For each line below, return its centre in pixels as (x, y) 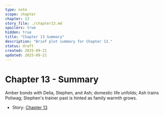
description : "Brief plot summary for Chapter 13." (59, 42)
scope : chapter (21, 14)
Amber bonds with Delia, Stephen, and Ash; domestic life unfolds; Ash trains (82, 93)
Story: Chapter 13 (30, 108)
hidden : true (18, 32)
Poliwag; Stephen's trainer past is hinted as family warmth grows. (71, 98)
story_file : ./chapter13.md (34, 23)
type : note (16, 10)
